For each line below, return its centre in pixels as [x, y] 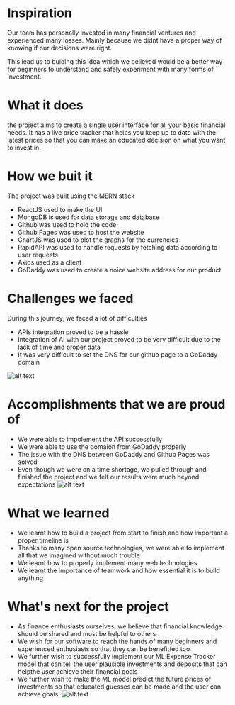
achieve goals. [39, 694]
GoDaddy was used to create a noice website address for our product [119, 270]
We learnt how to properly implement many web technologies [107, 562]
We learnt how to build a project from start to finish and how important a [123, 533]
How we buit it [50, 176]
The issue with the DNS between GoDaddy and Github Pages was [114, 454]
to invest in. [24, 148]
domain [29, 362]
